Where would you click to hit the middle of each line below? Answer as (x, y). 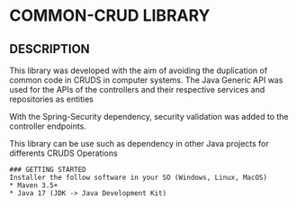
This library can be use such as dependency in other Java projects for (139, 144)
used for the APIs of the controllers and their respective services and (137, 90)
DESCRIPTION (49, 49)
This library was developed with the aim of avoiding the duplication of (139, 70)
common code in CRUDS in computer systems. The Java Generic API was (146, 80)
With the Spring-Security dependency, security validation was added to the (149, 117)
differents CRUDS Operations (64, 153)
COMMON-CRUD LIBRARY (110, 16)
